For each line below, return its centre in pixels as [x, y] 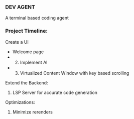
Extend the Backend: [27, 83]
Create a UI [17, 42]
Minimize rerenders [32, 112]
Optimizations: [20, 102]
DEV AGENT [20, 7]
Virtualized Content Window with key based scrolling [75, 73]
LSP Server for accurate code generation [55, 92]
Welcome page [28, 52]
